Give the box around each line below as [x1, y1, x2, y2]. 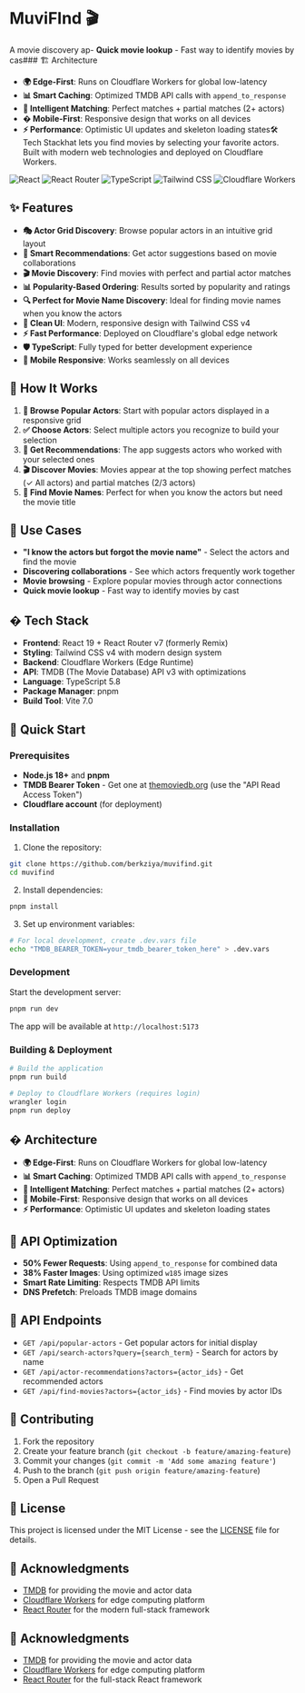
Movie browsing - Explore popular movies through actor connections [22, 575, 283, 587]
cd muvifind [9, 868, 54, 878]
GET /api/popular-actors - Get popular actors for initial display [22, 1337, 258, 1348]
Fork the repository [22, 1436, 95, 1447]
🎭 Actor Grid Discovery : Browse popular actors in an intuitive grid [22, 224, 273, 235]
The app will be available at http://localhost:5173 [9, 1021, 200, 1031]
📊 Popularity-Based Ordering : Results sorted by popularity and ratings [22, 281, 290, 292]
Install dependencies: [22, 884, 103, 895]
